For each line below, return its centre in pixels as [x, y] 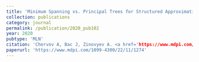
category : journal [29, 22]
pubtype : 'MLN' [25, 39]
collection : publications [38, 17]
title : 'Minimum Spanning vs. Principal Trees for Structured [84, 12]
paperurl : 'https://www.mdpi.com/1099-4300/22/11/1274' [76, 50]
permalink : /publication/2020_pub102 [53, 28]
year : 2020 [20, 34]
